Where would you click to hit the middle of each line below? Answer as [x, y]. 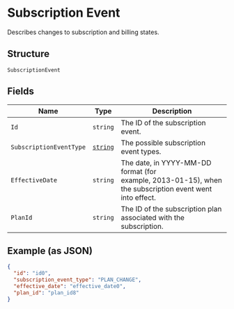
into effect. [139, 198]
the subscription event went [166, 189]
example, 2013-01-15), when [172, 180]
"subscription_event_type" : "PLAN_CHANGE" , [77, 280]
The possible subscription [163, 143]
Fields [21, 92]
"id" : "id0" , [32, 274]
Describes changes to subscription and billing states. [83, 32]
